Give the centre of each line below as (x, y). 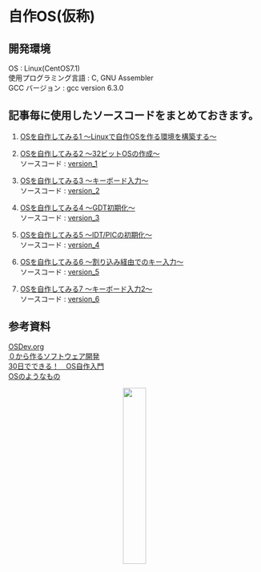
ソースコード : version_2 (60, 190)
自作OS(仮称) (52, 16)
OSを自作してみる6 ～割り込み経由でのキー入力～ (102, 262)
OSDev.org (26, 347)
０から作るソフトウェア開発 (54, 356)
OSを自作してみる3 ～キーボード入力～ (84, 181)
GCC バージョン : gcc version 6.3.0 (66, 88)
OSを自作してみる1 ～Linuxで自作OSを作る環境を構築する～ (118, 136)
